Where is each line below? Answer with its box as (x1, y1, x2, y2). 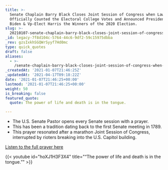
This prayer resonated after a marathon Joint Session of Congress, (12, 129, 150, 135)
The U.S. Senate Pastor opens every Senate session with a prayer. (12, 118, 149, 124)
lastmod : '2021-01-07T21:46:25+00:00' (5, 81, 86, 86)
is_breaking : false (5, 91, 46, 96)
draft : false (5, 49, 32, 54)
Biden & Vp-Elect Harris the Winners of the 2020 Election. (9, 21, 137, 26)
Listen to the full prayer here (5, 144, 63, 150)
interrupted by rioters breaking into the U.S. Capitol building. (12, 134, 136, 140)
